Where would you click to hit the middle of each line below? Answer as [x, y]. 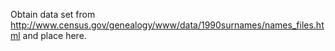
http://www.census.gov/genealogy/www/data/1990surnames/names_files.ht [167, 25]
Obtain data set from [53, 14]
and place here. [54, 35]
